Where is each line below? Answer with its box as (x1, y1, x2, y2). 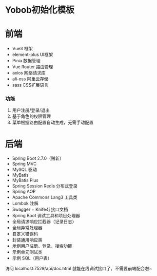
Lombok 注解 (12, 201, 39, 206)
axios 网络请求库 (12, 70, 46, 76)
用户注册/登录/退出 (12, 108, 50, 113)
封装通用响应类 (12, 237, 42, 243)
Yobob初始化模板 (5, 4, 75, 16)
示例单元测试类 (12, 249, 42, 255)
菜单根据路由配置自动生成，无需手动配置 (12, 120, 94, 126)
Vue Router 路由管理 (12, 64, 54, 70)
